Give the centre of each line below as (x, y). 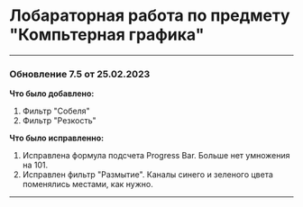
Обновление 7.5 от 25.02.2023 (80, 74)
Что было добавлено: (52, 94)
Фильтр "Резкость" (59, 121)
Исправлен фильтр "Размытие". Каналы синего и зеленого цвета (147, 175)
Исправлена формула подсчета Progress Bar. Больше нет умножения (156, 156)
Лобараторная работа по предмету (150, 16)
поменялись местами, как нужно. (87, 184)
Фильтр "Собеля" (56, 111)
